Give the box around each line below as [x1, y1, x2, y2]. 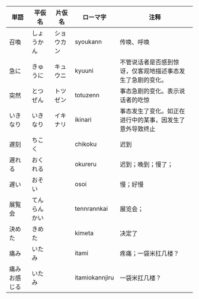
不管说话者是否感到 [119, 58, 174, 66]
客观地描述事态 [137, 67, 179, 75]
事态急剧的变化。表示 [119, 87, 179, 95]
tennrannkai [75, 205, 108, 212]
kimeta [75, 229, 94, 237]
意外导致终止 [119, 125, 156, 133]
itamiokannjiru [75, 273, 114, 281]
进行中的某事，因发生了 [119, 116, 185, 124]
